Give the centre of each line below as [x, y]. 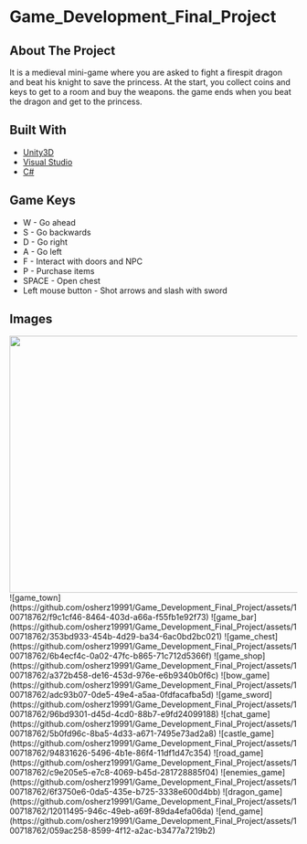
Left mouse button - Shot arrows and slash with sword [125, 290]
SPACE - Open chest [61, 280]
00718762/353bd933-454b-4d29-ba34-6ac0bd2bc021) [116, 637]
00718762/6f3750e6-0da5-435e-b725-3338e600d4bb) [115, 792]
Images [31, 319]
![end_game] [239, 811]
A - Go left [42, 251]
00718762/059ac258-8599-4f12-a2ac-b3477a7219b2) [113, 831]
